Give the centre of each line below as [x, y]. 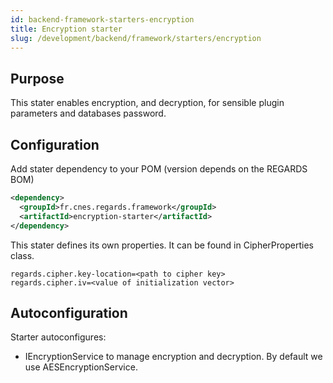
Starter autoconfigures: [58, 337]
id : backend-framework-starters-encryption [102, 19]
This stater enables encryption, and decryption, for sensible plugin [147, 103]
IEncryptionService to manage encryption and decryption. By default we [173, 357]
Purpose [37, 78]
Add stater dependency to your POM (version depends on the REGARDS [159, 169]
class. [22, 255]
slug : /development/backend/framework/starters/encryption [136, 38]
